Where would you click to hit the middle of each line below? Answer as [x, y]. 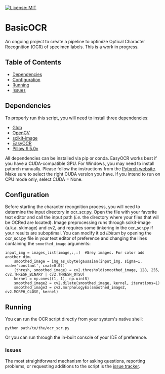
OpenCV [21, 133]
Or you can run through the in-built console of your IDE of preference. [76, 337]
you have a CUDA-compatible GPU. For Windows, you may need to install [80, 163]
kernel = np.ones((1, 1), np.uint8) [52, 279]
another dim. [19, 257]
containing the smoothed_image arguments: [48, 244]
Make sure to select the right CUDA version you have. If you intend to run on [83, 174]
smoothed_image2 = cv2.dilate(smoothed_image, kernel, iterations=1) [87, 283]
